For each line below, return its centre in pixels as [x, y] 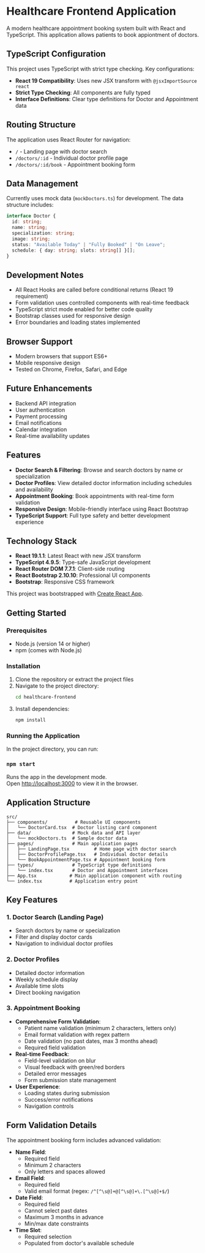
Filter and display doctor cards [54, 937]
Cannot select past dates [56, 1210]
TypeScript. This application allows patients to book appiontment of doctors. [102, 34]
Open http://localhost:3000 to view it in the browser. [72, 783]
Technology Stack [42, 541]
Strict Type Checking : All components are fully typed [83, 92]
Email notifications [39, 423]
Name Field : [31, 1152]
